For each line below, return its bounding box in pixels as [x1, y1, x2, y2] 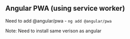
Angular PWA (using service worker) [5, 4, 125, 13]
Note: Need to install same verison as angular [5, 28, 102, 34]
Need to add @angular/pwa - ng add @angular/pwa [5, 17, 112, 24]
